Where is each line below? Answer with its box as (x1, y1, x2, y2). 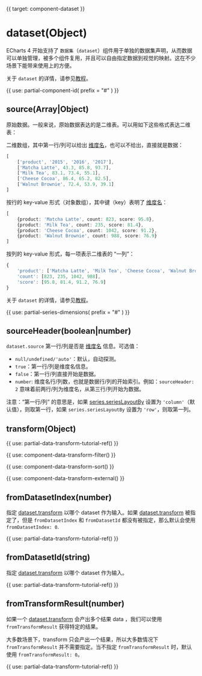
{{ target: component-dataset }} (6, 5, 85, 12)
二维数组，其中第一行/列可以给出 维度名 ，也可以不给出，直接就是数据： (6, 141, 183, 148)
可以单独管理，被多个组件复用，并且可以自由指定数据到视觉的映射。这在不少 (6, 54, 196, 61)
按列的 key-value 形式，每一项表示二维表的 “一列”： (6, 250, 135, 258)
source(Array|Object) (6, 104, 89, 114)
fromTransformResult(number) (6, 599, 125, 609)
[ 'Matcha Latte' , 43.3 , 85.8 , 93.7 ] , (17, 164, 112, 171)
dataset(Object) (6, 27, 87, 40)
